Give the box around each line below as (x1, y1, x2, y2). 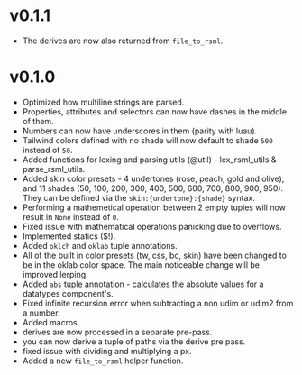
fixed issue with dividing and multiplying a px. (22, 345, 192, 356)
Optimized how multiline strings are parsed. (22, 96, 185, 107)
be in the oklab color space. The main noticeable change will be (22, 259, 260, 270)
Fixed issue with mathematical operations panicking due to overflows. (22, 221, 282, 232)
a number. (22, 307, 60, 318)
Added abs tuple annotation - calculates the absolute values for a (22, 279, 264, 289)
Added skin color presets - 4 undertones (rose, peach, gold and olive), (22, 173, 285, 184)
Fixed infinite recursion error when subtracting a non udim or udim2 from (22, 297, 294, 308)
